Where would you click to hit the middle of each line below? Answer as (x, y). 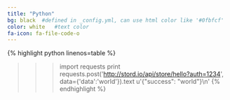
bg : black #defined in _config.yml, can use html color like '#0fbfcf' (116, 20)
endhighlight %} (83, 89)
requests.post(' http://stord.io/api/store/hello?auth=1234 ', (142, 74)
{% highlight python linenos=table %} (62, 53)
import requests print (90, 66)
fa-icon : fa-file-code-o (43, 33)
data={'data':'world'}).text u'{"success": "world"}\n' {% (140, 82)
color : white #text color (48, 27)
